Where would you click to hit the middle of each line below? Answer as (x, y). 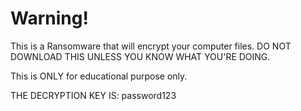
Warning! (49, 18)
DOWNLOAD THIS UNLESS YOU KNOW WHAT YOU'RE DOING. (140, 56)
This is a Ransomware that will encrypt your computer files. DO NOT (151, 46)
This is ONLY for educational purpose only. (99, 76)
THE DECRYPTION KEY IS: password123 (93, 95)
